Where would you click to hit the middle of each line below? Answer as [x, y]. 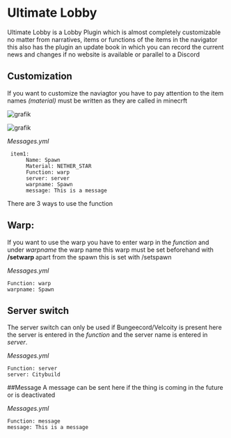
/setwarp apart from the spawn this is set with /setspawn [89, 257]
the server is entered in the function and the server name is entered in [107, 335]
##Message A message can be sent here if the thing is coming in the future [115, 388]
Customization [40, 76]
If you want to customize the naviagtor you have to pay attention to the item [115, 93]
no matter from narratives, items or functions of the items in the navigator [112, 39]
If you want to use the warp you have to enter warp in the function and [108, 242]
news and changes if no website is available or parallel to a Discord [104, 54]
